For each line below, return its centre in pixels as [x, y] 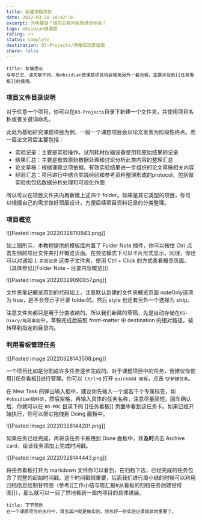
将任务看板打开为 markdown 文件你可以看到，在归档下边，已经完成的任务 [97, 470]
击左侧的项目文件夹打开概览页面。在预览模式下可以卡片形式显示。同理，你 [98, 253]
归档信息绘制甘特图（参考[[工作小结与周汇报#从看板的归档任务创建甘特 [94, 485]
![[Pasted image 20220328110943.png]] [56, 233]
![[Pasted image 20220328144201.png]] [56, 426]
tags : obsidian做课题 [32, 29]
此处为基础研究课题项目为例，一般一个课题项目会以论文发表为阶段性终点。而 [101, 132]
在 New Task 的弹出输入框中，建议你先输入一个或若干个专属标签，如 [91, 391]
